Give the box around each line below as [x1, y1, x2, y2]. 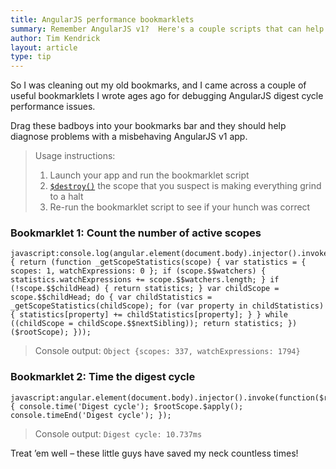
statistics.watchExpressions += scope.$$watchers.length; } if [10, 275, 280, 285]
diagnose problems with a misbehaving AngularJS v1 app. [10, 131, 248, 143]
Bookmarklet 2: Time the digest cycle [10, 370, 196, 384]
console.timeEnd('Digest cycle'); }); [10, 410, 172, 420]
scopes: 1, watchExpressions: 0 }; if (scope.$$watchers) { [10, 266, 267, 276]
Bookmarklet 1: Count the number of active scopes [10, 226, 262, 240]
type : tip [10, 52, 52, 62]
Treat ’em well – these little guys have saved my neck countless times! [10, 447, 299, 459]
